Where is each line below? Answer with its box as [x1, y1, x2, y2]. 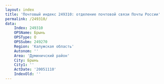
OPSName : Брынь [14, 30, 46, 35]
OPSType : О [14, 35, 37, 40]
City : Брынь [14, 58, 39, 63]
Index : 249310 [14, 26, 43, 31]
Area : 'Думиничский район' [14, 53, 70, 58]
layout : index [5, 7, 35, 12]
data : [5, 21, 16, 26]
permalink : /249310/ [5, 16, 48, 21]
